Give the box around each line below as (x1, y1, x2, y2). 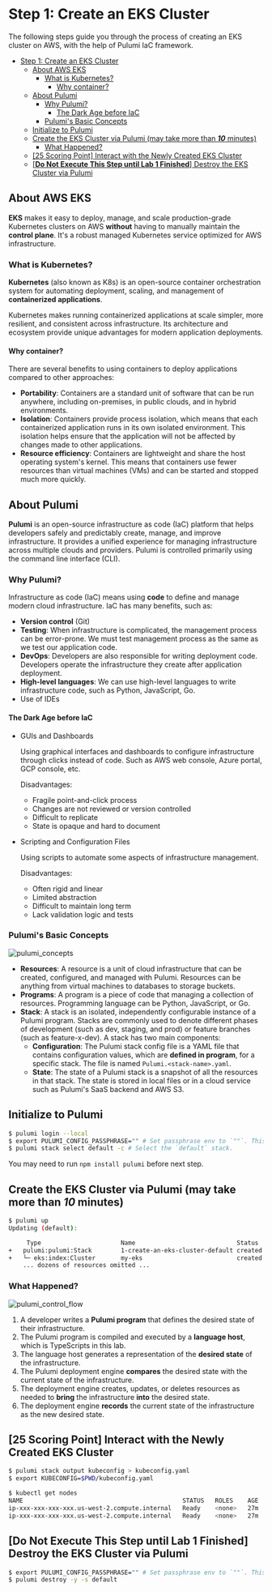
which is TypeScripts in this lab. (19, 1340, 126, 1350)
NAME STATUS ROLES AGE (8, 1496, 259, 1505)
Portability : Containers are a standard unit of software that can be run (19, 388, 255, 398)
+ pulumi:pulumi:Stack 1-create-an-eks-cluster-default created (8, 1246, 263, 1254)
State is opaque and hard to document (32, 821, 160, 830)
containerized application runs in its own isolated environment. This (19, 423, 245, 433)
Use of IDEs (19, 694, 60, 704)
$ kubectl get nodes (8, 1489, 79, 1497)
